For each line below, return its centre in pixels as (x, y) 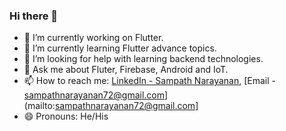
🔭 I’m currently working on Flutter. (93, 38)
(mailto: (39, 106)
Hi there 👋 (34, 16)
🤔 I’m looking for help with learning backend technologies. (143, 59)
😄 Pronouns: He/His (66, 116)
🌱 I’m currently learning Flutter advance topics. (120, 48)
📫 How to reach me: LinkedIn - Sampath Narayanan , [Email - (150, 81)
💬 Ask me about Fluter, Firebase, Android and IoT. (126, 70)
